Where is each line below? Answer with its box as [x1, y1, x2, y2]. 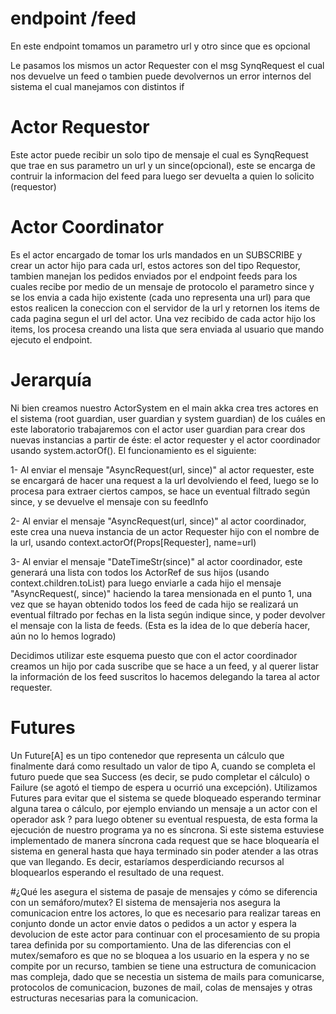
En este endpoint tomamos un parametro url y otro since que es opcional [10, 40, 311, 52]
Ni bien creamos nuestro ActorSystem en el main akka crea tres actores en [10, 402, 319, 414]
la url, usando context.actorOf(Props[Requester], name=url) [10, 536, 257, 548]
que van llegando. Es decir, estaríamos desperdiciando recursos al [10, 855, 285, 867]
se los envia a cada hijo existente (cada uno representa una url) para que [10, 291, 311, 303]
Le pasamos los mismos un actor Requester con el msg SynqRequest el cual [10, 59, 325, 71]
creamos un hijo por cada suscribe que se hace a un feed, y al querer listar [10, 660, 320, 672]
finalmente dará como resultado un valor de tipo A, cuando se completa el [10, 760, 316, 772]
